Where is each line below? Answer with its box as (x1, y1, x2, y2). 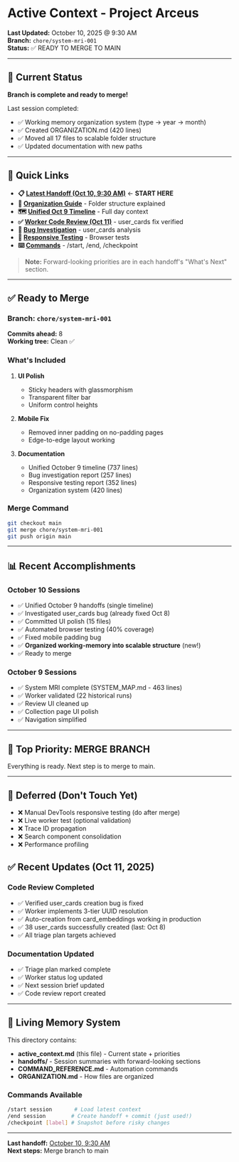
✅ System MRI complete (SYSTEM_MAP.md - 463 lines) (17, 683, 183, 692)
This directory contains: (7, 1035, 77, 1044)
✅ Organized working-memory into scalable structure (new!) (17, 641, 201, 650)
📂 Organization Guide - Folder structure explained (17, 199, 166, 208)
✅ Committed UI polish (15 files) (17, 617, 112, 626)
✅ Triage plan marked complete (17, 965, 112, 974)
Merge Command (7, 503, 69, 513)
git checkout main (7, 519, 62, 527)
